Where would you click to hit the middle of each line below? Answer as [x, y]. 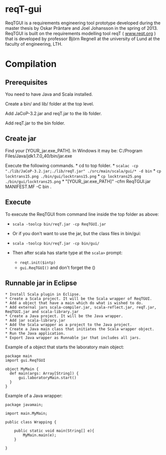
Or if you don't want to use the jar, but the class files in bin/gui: [77, 233]
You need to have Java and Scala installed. [49, 94]
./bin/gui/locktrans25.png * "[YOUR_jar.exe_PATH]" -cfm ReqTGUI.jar [78, 181]
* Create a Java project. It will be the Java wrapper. [64, 316]
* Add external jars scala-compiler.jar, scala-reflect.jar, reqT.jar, [81, 308]
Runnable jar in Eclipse [41, 283]
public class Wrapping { [31, 422]
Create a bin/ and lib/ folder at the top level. [50, 104]
